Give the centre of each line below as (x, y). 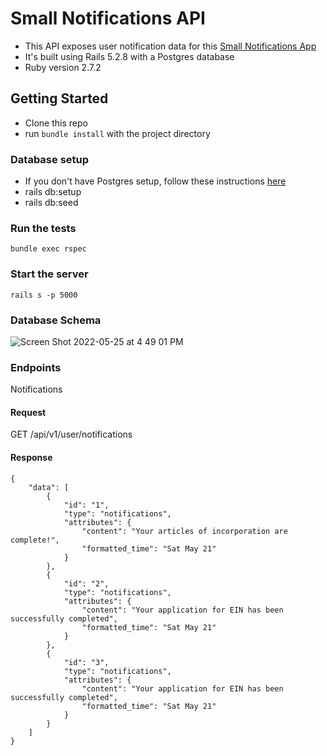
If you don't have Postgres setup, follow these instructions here (155, 181)
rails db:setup (53, 192)
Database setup (50, 159)
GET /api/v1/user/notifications (71, 434)
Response (31, 458)
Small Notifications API (108, 18)
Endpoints (36, 367)
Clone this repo (56, 123)
